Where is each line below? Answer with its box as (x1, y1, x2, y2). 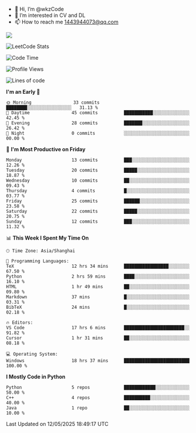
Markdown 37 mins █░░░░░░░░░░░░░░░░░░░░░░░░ (6, 294, 190, 300)
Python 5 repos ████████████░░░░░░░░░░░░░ (6, 384, 190, 390)
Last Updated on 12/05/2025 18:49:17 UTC (6, 421, 109, 427)
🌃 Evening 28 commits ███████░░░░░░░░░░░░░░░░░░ (6, 120, 190, 126)
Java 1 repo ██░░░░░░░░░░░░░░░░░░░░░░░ (6, 405, 190, 411)
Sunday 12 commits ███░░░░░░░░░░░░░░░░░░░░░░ (6, 219, 190, 224)
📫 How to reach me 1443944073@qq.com (14, 18, 119, 25)
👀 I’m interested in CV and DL (14, 12, 86, 19)
